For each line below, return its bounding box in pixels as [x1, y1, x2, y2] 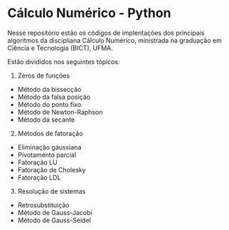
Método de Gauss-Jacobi [17, 208, 92, 216]
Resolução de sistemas [17, 187, 86, 195]
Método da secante [17, 115, 75, 124]
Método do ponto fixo [17, 100, 82, 108]
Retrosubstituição [17, 201, 70, 209]
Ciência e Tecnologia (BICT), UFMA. [7, 43, 114, 52]
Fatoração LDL [17, 173, 61, 182]
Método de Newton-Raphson [17, 108, 103, 116]
